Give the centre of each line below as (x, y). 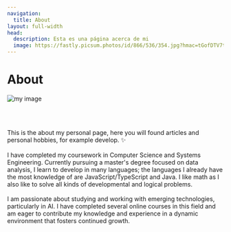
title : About (32, 20)
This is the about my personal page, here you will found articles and (103, 132)
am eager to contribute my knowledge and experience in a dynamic (103, 213)
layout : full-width (35, 26)
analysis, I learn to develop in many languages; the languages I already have (115, 169)
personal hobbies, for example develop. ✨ (67, 140)
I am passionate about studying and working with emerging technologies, (111, 199)
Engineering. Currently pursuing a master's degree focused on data (103, 162)
